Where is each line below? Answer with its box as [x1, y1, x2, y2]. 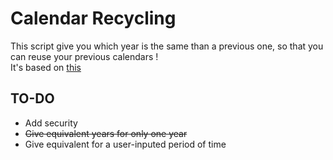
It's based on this [10, 61, 82, 73]
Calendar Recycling [10, 7, 177, 30]
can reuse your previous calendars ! [10, 50, 159, 62]
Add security [24, 117, 78, 129]
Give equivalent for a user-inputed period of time [24, 138, 227, 150]
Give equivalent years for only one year [24, 127, 188, 139]
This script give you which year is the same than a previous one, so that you [10, 40, 324, 52]
